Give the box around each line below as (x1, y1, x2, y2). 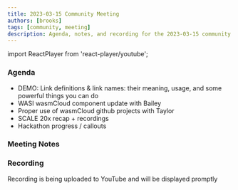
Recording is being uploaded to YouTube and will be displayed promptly (7, 174, 218, 183)
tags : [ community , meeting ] (7, 23, 91, 31)
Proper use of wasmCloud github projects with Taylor (17, 106, 175, 115)
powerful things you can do (17, 91, 98, 100)
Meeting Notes (7, 139, 60, 149)
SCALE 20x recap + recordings (17, 114, 109, 122)
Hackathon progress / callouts (17, 122, 107, 130)
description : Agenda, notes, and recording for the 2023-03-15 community (7, 30, 232, 38)
